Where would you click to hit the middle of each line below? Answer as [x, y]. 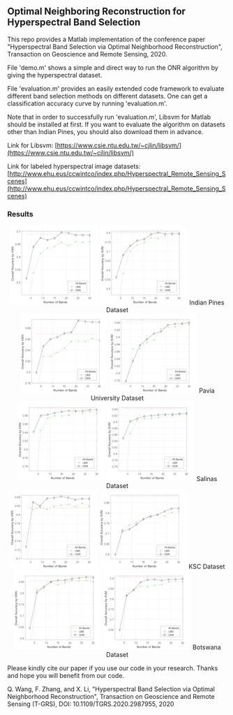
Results [20, 214]
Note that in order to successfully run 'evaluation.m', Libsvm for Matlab [109, 117]
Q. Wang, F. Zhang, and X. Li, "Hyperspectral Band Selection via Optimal [111, 689]
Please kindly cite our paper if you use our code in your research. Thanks [113, 668]
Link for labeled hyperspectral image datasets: [74, 166]
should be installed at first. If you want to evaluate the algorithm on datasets [116, 124]
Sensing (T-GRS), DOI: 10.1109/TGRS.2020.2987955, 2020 [91, 704]
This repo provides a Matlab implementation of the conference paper [106, 39]
